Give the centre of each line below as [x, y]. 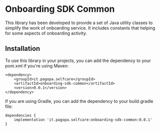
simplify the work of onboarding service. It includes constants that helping [80, 28]
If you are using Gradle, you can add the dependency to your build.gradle [79, 101]
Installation [23, 49]
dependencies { [21, 115]
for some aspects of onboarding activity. [46, 33]
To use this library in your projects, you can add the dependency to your [78, 61]
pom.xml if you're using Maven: [37, 65]
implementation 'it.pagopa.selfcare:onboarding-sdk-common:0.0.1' [83, 120]
